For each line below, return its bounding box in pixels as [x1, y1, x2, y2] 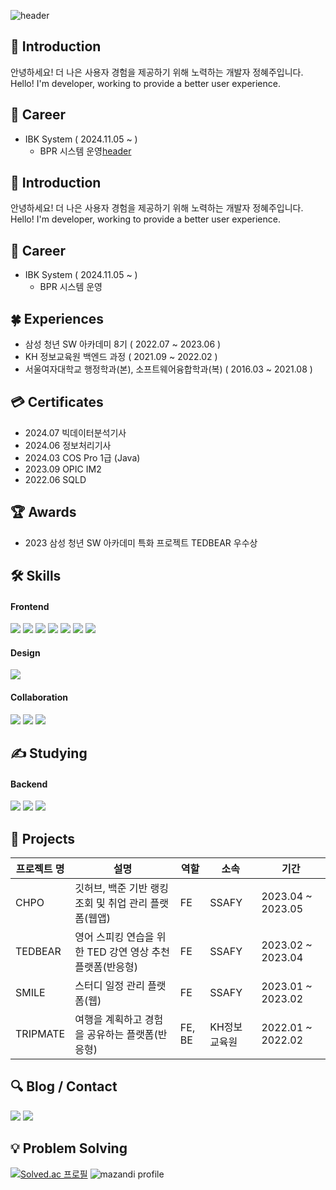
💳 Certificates [10, 394, 104, 411]
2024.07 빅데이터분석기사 [24, 426, 127, 439]
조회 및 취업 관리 [74, 896, 148, 910]
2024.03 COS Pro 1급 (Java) [24, 451, 141, 464]
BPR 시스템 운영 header [39, 145, 132, 157]
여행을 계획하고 [74, 1013, 143, 1027]
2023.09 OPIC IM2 [24, 463, 102, 475]
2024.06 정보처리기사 [24, 439, 112, 451]
